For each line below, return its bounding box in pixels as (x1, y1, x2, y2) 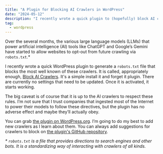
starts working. (5, 84, 35, 90)
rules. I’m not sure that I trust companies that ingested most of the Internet (5, 99, 154, 104)
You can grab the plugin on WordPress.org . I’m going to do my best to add (5, 119, 153, 124)
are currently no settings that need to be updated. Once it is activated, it (5, 79, 149, 85)
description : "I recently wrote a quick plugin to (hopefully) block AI (5, 16, 155, 21)
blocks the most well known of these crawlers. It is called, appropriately (5, 68, 148, 74)
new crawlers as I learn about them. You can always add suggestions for (5, 123, 150, 129)
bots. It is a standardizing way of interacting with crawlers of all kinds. (5, 143, 146, 149)
